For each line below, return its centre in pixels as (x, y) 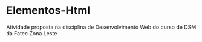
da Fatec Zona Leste (32, 33)
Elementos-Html (48, 10)
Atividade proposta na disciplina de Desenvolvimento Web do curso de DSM (101, 27)
